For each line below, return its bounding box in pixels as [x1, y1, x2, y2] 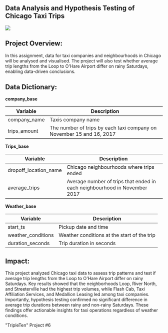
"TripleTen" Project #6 [5, 322, 51, 329]
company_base [5, 96, 37, 102]
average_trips [7, 184, 40, 191]
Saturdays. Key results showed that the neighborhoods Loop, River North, [5, 281, 157, 287]
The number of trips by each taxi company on [49, 124, 157, 131]
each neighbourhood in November [66, 184, 147, 191]
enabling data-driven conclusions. [5, 68, 76, 74]
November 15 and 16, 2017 [49, 131, 116, 138]
